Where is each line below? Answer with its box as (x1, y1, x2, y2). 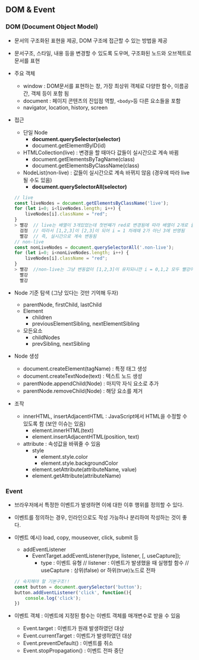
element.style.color (40, 453, 89, 460)
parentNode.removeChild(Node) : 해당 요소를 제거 (23, 387, 143, 395)
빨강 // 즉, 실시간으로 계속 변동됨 (20, 233, 97, 239)
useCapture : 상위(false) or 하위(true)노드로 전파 (40, 567, 156, 574)
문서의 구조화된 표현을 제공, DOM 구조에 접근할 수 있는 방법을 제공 (14, 37, 168, 44)
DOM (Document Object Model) (5, 23, 99, 31)
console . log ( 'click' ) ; (25, 595, 81, 601)
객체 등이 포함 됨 (31, 89, 70, 97)
